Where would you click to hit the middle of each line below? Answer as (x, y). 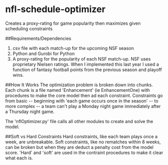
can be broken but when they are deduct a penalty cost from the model (79, 147)
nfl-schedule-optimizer (55, 9)
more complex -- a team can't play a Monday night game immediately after (83, 106)
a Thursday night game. (30, 112)
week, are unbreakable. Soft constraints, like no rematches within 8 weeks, (83, 142)
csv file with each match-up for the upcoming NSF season (73, 48)
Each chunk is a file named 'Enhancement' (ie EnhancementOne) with (78, 90)
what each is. (19, 158)
